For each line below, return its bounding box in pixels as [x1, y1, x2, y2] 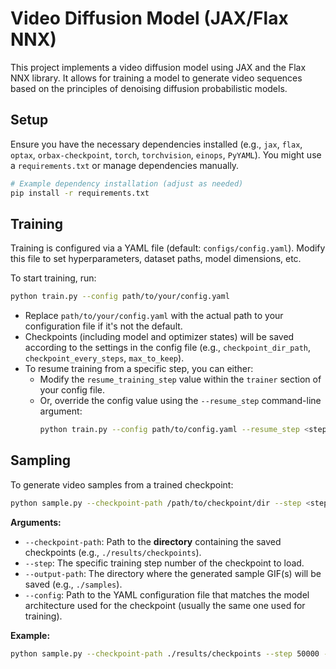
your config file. [39, 384, 105, 396]
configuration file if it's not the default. [24, 320, 183, 332]
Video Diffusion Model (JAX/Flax [10, 7, 289, 30]
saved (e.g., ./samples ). [24, 578, 123, 590]
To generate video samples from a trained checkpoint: [10, 478, 234, 491]
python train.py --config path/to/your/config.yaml [10, 292, 230, 302]
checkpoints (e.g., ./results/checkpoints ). [24, 546, 202, 558]
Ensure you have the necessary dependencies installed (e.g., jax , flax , [10, 138, 303, 150]
